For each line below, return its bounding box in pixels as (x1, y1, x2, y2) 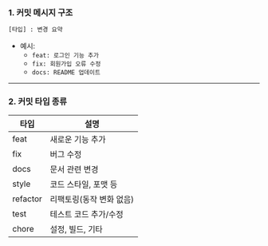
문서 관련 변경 (49, 164, 99, 175)
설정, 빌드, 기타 (49, 224, 104, 235)
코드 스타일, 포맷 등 (49, 179, 118, 190)
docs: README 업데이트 (31, 69, 101, 77)
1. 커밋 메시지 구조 (8, 6, 73, 18)
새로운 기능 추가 (49, 134, 106, 145)
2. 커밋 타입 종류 (8, 96, 68, 107)
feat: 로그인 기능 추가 (31, 52, 100, 60)
